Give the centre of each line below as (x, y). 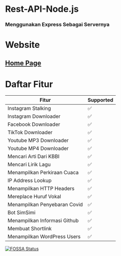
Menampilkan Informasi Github (43, 220)
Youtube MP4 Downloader (38, 148)
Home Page (23, 63)
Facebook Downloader (34, 124)
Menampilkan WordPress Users (44, 236)
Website (22, 45)
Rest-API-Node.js (42, 9)
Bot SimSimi (21, 212)
